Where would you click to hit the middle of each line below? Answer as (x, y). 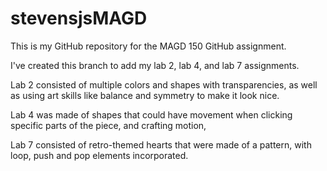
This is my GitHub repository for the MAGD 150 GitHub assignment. (148, 46)
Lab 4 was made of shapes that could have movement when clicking (151, 114)
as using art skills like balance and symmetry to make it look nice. (145, 95)
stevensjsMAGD (79, 18)
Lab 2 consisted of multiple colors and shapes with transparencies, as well (164, 84)
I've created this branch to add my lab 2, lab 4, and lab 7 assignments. (155, 65)
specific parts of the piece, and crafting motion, (108, 125)
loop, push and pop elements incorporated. (99, 155)
